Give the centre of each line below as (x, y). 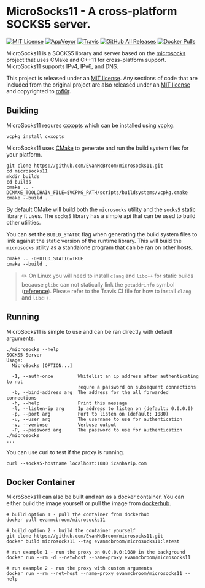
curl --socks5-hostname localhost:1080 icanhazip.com (77, 463)
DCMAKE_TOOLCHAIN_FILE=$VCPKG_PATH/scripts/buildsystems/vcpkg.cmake (97, 192)
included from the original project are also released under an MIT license (98, 85)
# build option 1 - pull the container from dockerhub (78, 515)
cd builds (19, 182)
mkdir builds (23, 176)
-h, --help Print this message (70, 403)
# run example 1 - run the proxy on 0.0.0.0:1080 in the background (96, 552)
